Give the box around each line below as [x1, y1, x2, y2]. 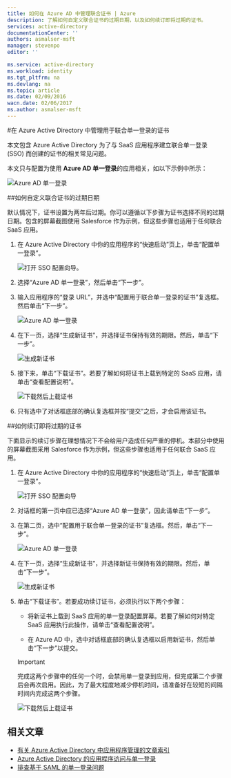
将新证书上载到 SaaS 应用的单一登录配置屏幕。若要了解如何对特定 [27, 611, 215, 620]
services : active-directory [7, 23, 88, 30]
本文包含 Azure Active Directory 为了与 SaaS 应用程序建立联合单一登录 [7, 140, 208, 149]
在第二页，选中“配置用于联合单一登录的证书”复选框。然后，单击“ [17, 521, 201, 529]
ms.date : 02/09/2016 [7, 93, 67, 100]
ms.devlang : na [7, 80, 51, 87]
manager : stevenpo [7, 42, 60, 49]
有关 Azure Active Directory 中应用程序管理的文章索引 [17, 745, 170, 754]
